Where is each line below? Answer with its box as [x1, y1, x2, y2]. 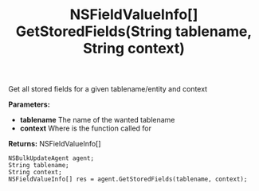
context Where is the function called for [19, 123, 152, 133]
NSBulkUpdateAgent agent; [8, 154, 94, 162]
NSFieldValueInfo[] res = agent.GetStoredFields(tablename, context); [8, 175, 248, 184]
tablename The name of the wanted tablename [19, 115, 175, 125]
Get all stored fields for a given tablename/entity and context [8, 84, 208, 94]
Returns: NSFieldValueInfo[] [8, 139, 101, 149]
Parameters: [8, 99, 50, 109]
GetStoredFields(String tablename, [15, 22, 253, 41]
